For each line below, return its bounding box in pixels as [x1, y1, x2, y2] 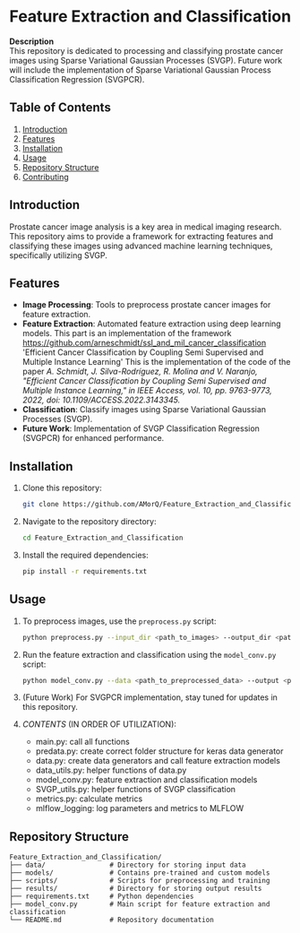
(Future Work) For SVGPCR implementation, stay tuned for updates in [21, 692, 278, 703]
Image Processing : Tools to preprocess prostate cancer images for [21, 299, 271, 310]
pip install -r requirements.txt [21, 566, 148, 575]
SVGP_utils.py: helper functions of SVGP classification [35, 784, 236, 795]
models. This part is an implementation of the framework [21, 328, 232, 339]
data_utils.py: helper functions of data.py [35, 765, 187, 776]
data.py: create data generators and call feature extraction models [35, 756, 280, 766]
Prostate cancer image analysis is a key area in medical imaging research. [9, 221, 282, 232]
